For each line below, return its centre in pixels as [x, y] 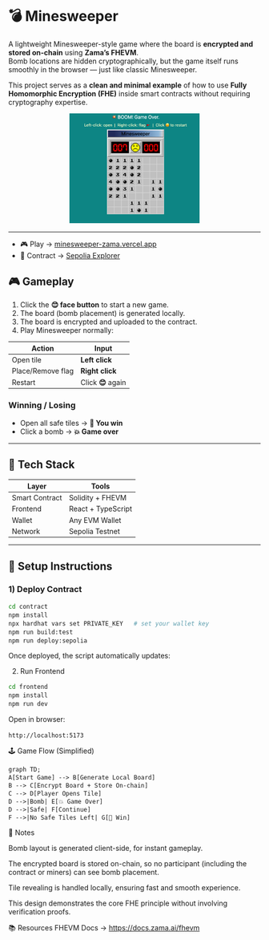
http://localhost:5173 [46, 735]
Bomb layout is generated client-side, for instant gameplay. [106, 849]
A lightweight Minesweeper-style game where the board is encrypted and [131, 44]
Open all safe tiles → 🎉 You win [71, 423]
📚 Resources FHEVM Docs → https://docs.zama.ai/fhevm [104, 928]
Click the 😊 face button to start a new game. [94, 305]
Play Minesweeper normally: [66, 330]
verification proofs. [40, 912]
